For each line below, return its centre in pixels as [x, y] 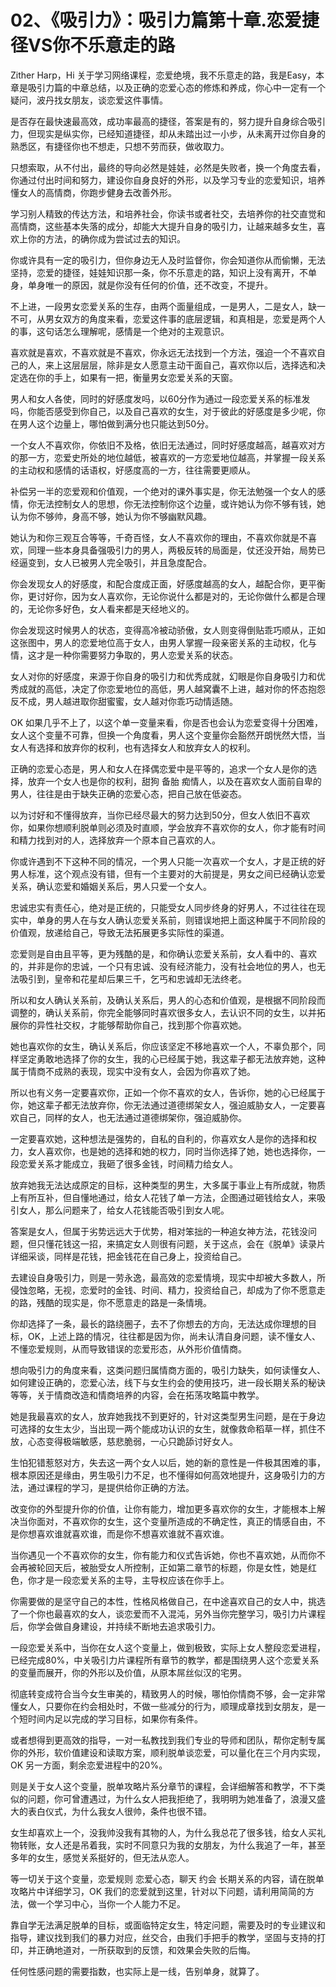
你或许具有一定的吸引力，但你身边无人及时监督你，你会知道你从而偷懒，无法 [168, 260]
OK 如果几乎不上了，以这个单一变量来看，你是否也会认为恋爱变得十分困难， [167, 722]
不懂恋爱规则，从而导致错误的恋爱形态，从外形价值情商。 [128, 1348]
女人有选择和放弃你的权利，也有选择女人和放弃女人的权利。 [133, 747]
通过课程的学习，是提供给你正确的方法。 [111, 1487]
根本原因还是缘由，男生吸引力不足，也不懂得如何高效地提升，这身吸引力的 [163, 1475]
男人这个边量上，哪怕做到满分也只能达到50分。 [116, 423]
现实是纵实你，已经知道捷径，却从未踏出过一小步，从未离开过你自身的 [181, 133]
